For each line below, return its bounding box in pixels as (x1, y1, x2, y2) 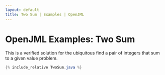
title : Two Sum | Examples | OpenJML (5, 12, 85, 17)
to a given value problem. (5, 55, 58, 61)
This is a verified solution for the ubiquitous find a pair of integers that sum (5, 50, 160, 56)
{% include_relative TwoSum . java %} (5, 65, 82, 70)
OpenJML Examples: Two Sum (5, 33, 135, 45)
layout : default (5, 7, 39, 12)
